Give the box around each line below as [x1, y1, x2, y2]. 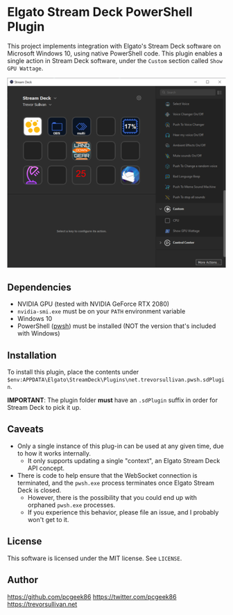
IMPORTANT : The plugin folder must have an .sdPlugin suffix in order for [7, 396, 218, 404]
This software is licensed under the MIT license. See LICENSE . [7, 554, 182, 562]
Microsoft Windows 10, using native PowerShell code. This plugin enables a [7, 49, 223, 58]
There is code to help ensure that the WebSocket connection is [17, 471, 198, 479]
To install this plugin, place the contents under [7, 368, 139, 376]
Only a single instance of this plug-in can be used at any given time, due [17, 442, 224, 450]
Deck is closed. [17, 486, 62, 494]
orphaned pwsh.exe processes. [27, 501, 116, 509]
